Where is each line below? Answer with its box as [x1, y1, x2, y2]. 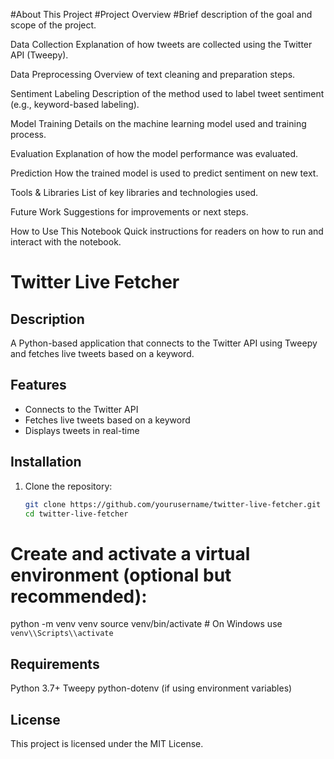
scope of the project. [10, 19, 97, 31]
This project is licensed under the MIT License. [10, 737, 204, 749]
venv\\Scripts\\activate [10, 629, 114, 639]
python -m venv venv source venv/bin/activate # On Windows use [10, 618, 283, 630]
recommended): [10, 585, 148, 608]
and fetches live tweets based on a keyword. [10, 348, 195, 359]
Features [10, 377, 67, 394]
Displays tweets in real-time [24, 424, 140, 436]
